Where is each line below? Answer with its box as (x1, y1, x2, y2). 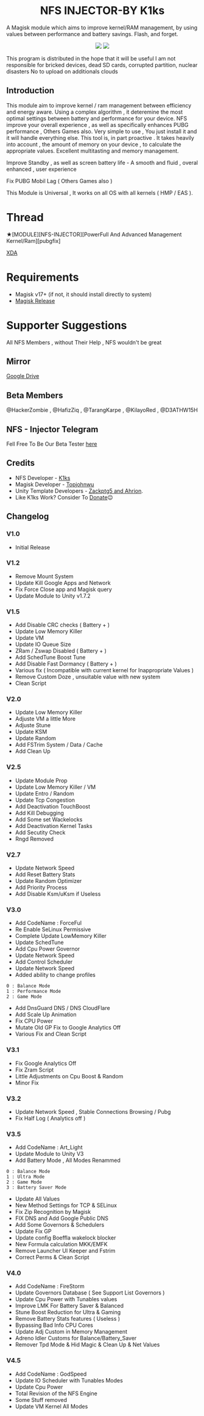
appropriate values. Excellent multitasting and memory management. (6, 147, 179, 154)
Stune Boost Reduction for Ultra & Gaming (15, 1309, 121, 1316)
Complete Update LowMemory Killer (15, 932, 107, 940)
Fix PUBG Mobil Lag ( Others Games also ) (6, 177, 113, 184)
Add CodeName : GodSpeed (15, 1370, 87, 1378)
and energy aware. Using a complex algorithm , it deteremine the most (6, 108, 183, 115)
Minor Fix (15, 1079, 40, 1086)
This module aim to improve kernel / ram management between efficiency (6, 101, 192, 109)
